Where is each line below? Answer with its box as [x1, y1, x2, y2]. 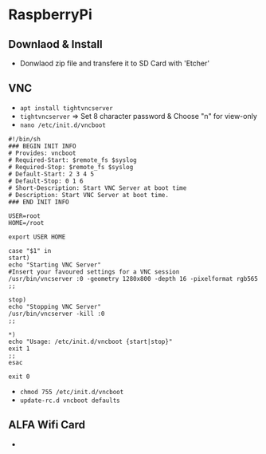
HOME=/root [8, 219, 45, 227]
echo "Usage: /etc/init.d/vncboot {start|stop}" [8, 338, 173, 345]
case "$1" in [8, 247, 52, 255]
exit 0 [8, 373, 30, 381]
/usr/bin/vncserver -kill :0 [8, 310, 105, 318]
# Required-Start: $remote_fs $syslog [8, 156, 137, 164]
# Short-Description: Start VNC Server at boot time [8, 184, 187, 192]
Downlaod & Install [8, 38, 103, 51]
